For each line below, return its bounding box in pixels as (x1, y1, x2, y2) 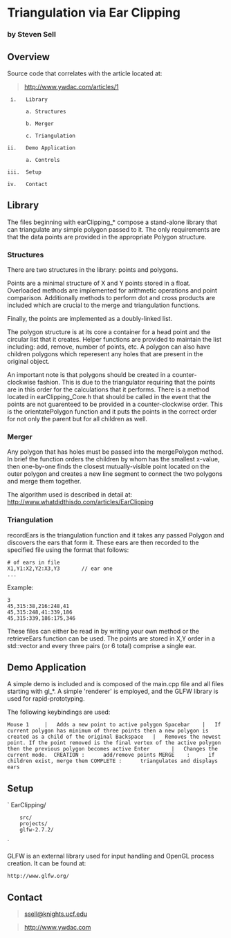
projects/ (19, 820, 48, 827)
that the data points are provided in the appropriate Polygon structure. (7, 232, 207, 241)
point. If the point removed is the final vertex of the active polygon (7, 739, 221, 746)
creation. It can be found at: (7, 859, 86, 867)
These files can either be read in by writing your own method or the (7, 627, 199, 635)
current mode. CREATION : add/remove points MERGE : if (7, 752, 215, 759)
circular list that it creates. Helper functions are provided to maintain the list (7, 335, 222, 344)
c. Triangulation (25, 132, 76, 139)
